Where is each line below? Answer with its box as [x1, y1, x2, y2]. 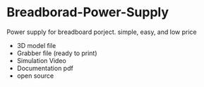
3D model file [16, 41, 56, 50]
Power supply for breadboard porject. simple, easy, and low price [6, 28, 197, 36]
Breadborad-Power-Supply [6, 4, 169, 21]
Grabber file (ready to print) [16, 49, 97, 57]
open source [16, 71, 54, 80]
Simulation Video [16, 56, 66, 64]
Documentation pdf [16, 64, 73, 72]
